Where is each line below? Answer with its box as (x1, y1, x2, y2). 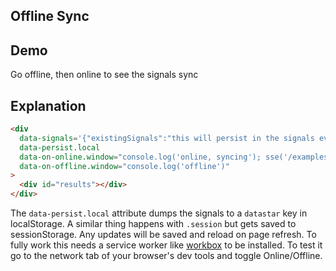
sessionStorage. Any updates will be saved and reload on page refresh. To (10, 229, 317, 241)
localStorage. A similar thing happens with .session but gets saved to (10, 218, 297, 230)
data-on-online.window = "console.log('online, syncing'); (19, 152, 262, 162)
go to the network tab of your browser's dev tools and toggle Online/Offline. (10, 250, 323, 262)
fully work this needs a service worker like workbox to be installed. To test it (10, 239, 323, 251)
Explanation (10, 97, 87, 114)
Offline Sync (10, 8, 90, 25)
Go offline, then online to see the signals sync (10, 69, 199, 81)
